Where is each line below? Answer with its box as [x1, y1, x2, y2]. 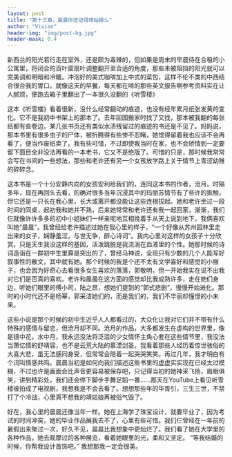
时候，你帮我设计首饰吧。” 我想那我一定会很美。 [7, 443, 142, 451]
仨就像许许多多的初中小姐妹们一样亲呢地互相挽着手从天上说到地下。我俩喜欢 [7, 215, 225, 223]
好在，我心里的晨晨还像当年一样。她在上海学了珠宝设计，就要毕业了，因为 [7, 408, 219, 416]
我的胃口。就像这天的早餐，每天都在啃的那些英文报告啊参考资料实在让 [25, 81, 225, 90]
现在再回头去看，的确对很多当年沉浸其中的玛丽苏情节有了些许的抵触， [25, 188, 225, 197]
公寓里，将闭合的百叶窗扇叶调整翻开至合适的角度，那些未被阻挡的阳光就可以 [7, 64, 225, 72]
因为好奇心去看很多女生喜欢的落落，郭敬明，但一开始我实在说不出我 [30, 266, 225, 275]
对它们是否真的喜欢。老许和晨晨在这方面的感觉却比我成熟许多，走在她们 [7, 275, 213, 283]
